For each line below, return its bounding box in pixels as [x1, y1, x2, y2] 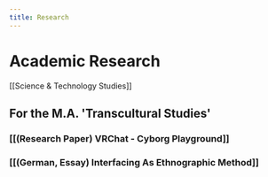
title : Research [9, 12, 69, 22]
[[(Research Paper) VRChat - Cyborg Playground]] [9, 132, 230, 144]
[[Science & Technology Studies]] [9, 81, 132, 91]
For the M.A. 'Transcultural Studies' [9, 105, 211, 120]
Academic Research [9, 50, 162, 71]
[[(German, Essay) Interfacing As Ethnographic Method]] [9, 156, 259, 168]
